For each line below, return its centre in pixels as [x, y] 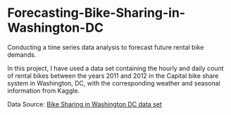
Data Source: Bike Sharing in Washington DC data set [85, 104]
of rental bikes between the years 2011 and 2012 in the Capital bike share [113, 76]
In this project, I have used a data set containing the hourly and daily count [115, 68]
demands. [22, 55]
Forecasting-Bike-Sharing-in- [96, 13]
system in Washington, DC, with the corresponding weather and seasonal [114, 83]
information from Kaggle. [43, 90]
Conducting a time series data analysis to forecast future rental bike [106, 47]
